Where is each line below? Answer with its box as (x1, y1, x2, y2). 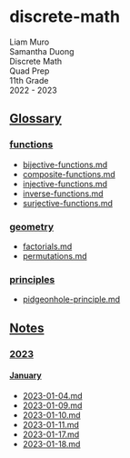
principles (9, 273, 55, 285)
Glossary (9, 111, 62, 126)
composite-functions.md (22, 168, 115, 179)
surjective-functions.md (22, 197, 114, 208)
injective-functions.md (22, 178, 107, 189)
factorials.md (22, 241, 73, 252)
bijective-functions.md (22, 159, 108, 170)
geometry (9, 220, 55, 233)
